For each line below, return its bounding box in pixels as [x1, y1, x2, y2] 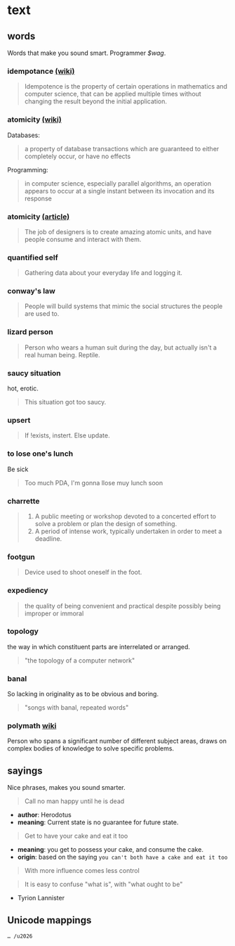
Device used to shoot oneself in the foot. [24, 568, 142, 577]
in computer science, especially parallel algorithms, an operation [24, 179, 212, 188]
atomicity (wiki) [7, 115, 62, 124]
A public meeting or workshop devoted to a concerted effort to [34, 512, 217, 520]
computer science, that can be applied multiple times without [24, 90, 201, 98]
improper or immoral [24, 609, 84, 618]
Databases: [7, 131, 41, 139]
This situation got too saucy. [24, 398, 107, 407]
